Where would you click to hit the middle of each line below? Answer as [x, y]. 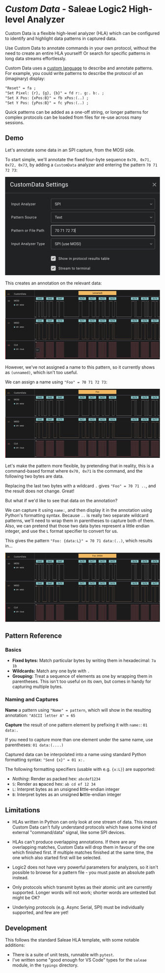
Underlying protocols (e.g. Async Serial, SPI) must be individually [78, 907]
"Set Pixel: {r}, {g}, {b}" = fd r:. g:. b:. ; [55, 93]
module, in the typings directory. [45, 965]
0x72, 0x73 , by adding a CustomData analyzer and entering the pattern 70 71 [81, 165]
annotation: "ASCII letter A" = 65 [40, 715]
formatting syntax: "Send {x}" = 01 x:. [45, 760]
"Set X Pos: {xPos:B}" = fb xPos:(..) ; [47, 98]
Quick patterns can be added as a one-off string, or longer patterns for [77, 112]
